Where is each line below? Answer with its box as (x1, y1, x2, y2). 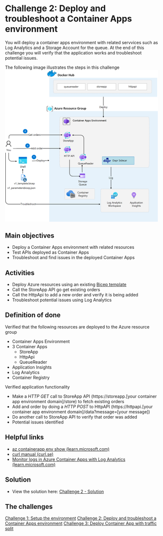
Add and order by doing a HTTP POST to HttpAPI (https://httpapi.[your (12, 404, 153, 409)
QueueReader (19, 359, 48, 365)
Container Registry (12, 374, 50, 380)
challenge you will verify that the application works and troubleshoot (5, 49, 142, 56)
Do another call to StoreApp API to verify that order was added (12, 414, 137, 420)
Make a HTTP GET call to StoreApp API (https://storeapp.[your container (12, 393, 157, 399)
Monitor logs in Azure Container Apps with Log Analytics (12, 456, 126, 462)
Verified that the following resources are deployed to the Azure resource (5, 324, 149, 330)
